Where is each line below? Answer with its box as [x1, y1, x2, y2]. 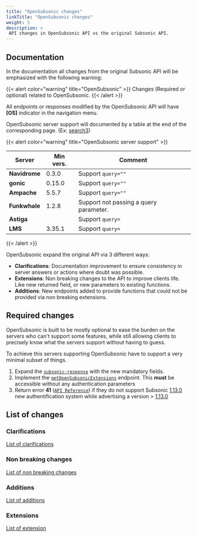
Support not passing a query [78, 198, 157, 206]
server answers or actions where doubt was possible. [14, 268, 145, 276]
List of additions [6, 497, 45, 504]
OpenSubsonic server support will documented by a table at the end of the [6, 120, 187, 127]
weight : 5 [6, 19, 30, 25]
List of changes [6, 410, 64, 420]
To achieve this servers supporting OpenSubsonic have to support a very [6, 350, 183, 357]
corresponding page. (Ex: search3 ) [6, 127, 91, 134]
